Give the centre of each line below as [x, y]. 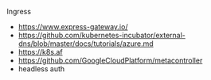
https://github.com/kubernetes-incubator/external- [102, 35]
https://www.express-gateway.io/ [73, 27]
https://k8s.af [41, 52]
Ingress [19, 11]
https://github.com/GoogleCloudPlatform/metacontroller [110, 60]
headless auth [41, 69]
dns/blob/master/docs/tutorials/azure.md [86, 44]
